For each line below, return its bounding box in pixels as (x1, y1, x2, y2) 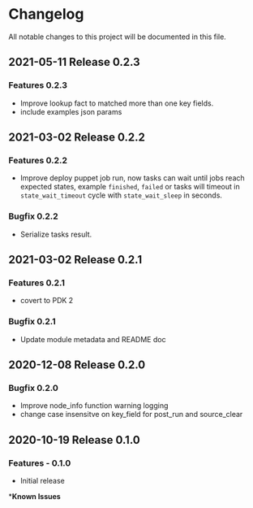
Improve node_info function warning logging (19, 401, 169, 410)
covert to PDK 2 (19, 296, 74, 306)
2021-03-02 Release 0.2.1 (8, 253, 143, 267)
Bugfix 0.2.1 (8, 316, 57, 328)
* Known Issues (8, 491, 61, 501)
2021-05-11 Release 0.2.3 (8, 55, 140, 69)
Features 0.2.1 (8, 277, 66, 289)
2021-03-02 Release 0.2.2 (8, 131, 146, 145)
